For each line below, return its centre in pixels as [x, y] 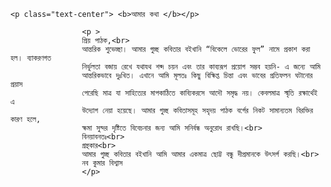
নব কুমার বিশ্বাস [102, 163]
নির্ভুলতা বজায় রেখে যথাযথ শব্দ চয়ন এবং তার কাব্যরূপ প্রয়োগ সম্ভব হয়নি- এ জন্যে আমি [201, 67]
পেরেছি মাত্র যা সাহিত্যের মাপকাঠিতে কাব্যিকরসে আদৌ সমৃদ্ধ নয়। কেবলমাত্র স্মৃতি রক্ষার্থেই [199, 93]
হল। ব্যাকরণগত [31, 58]
